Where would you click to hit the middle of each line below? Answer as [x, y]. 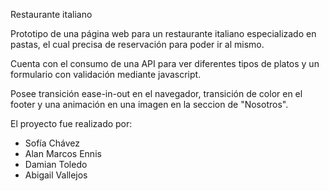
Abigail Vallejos [56, 175]
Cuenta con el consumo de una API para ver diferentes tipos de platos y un [165, 63]
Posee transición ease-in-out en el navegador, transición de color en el [156, 93]
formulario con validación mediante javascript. [106, 74]
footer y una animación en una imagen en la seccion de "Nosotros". [149, 104]
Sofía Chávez [52, 143]
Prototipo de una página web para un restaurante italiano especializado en [163, 33]
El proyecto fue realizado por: [71, 123]
